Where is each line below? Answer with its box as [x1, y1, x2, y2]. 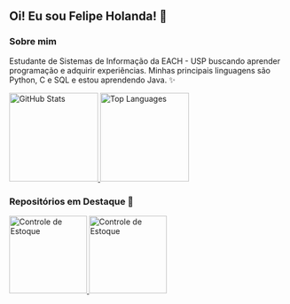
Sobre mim [9, 35, 58, 48]
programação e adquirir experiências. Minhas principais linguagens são [9, 65, 270, 75]
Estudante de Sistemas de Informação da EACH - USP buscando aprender [9, 55, 281, 66]
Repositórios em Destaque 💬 [9, 195, 135, 207]
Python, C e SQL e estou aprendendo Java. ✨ [9, 74, 176, 85]
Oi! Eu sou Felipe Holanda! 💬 [9, 9, 168, 24]
